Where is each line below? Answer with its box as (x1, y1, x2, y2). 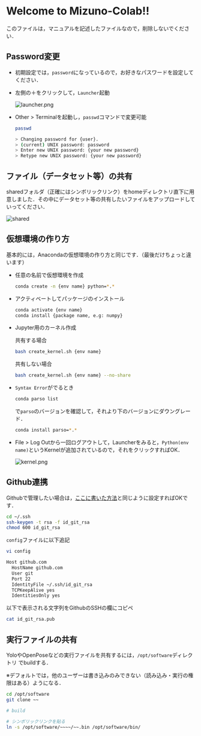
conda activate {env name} (14, 307, 83, 313)
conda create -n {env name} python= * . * (14, 283, 115, 289)
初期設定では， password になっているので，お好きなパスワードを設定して (14, 68, 194, 76)
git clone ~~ (6, 696, 39, 703)
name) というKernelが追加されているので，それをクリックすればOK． (14, 446, 184, 453)
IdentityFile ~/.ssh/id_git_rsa (11, 581, 93, 588)
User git (11, 570, 34, 576)
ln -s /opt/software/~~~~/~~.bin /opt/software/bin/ (6, 724, 141, 730)
